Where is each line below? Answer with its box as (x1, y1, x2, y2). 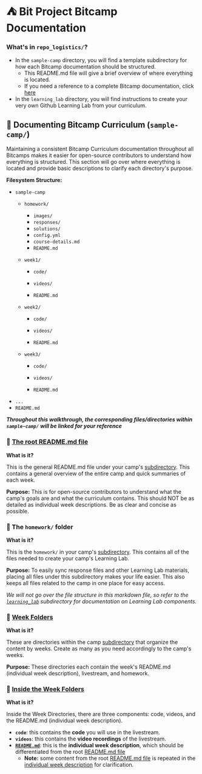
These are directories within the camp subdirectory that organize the (6, 639, 178, 646)
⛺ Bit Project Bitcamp (6, 5, 118, 19)
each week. (6, 476, 35, 484)
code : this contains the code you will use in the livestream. (15, 729, 161, 736)
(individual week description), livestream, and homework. (6, 670, 150, 677)
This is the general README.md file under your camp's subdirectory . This (6, 463, 190, 471)
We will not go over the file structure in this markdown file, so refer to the (6, 591, 189, 599)
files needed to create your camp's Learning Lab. (6, 554, 129, 562)
